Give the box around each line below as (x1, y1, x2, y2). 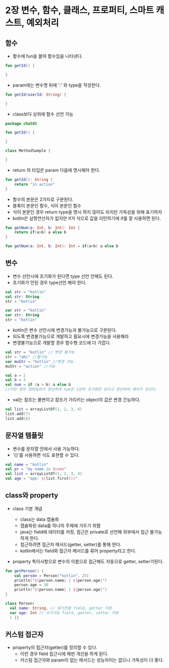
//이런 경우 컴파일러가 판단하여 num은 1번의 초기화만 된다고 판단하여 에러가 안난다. (5, 387, 158, 392)
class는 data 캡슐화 (20, 516, 59, 522)
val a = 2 (5, 373, 26, 378)
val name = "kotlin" (5, 462, 49, 467)
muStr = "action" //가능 (5, 364, 55, 369)
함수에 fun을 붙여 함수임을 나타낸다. (12, 53, 83, 59)
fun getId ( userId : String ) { (5, 92, 67, 97)
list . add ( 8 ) (5, 416, 30, 421)
